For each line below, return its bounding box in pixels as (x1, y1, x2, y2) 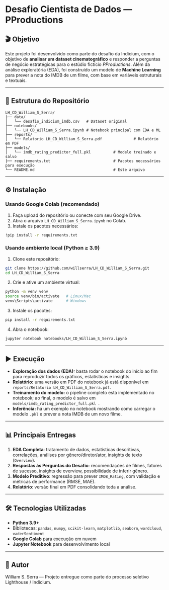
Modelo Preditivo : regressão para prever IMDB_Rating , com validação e (12, 473, 160, 479)
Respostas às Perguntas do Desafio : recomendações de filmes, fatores (12, 463, 162, 469)
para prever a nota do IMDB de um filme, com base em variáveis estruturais (5, 72, 162, 78)
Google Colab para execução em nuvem (12, 536, 97, 542)
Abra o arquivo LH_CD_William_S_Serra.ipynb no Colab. (12, 217, 127, 223)
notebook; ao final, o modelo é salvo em (12, 395, 96, 401)
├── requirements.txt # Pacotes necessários (5, 158, 161, 163)
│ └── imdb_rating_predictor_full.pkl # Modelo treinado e (5, 149, 156, 154)
